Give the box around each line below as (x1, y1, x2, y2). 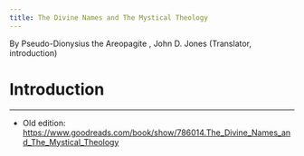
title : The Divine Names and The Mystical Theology (9, 13, 208, 23)
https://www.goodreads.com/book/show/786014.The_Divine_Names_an (22, 127, 291, 138)
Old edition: (22, 117, 66, 128)
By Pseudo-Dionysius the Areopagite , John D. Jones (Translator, (9, 38, 252, 49)
